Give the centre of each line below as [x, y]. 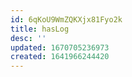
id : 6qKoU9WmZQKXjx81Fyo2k [66, 19]
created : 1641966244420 [60, 57]
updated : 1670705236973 [60, 47]
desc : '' [28, 38]
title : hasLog [40, 29]
